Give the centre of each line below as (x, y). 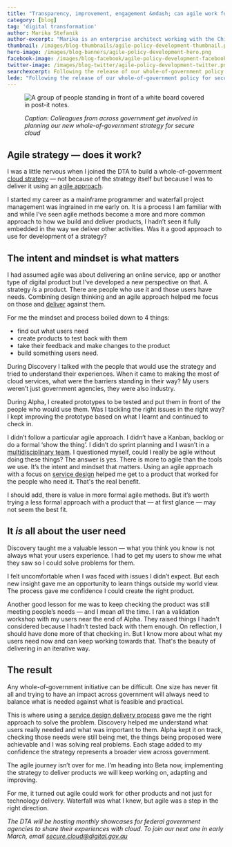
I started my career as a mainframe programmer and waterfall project (106, 200)
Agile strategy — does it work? (75, 155)
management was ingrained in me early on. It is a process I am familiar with (114, 207)
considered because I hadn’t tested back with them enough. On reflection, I (115, 626)
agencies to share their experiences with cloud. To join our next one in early (115, 828)
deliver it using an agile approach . (55, 186)
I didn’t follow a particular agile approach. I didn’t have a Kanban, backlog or (116, 437)
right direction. (28, 808)
